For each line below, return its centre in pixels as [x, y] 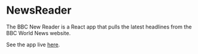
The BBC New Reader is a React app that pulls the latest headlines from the [99, 27]
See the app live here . [33, 45]
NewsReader [39, 10]
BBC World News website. [38, 33]
